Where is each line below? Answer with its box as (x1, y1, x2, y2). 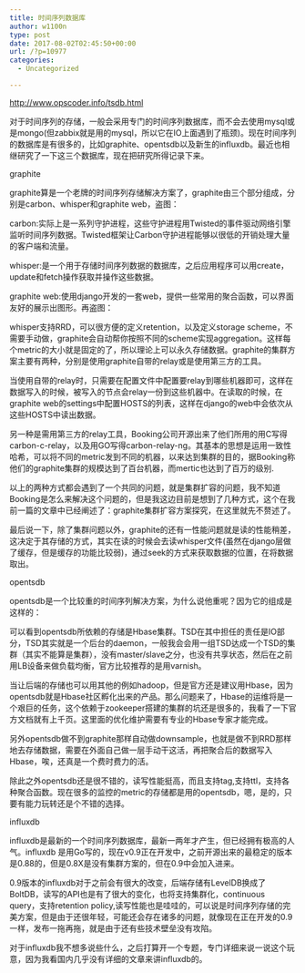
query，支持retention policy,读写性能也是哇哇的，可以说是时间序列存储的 (9, 899, 283, 911)
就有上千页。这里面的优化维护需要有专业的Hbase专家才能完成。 (33, 713, 273, 724)
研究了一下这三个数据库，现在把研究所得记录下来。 (16, 149, 209, 160)
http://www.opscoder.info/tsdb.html (9, 97, 144, 108)
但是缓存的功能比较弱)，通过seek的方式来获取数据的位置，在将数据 (40, 547, 294, 558)
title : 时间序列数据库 (9, 13, 86, 23)
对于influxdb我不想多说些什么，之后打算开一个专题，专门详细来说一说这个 (9, 942, 287, 953)
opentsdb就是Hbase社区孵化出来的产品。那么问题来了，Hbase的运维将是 (9, 691, 285, 702)
